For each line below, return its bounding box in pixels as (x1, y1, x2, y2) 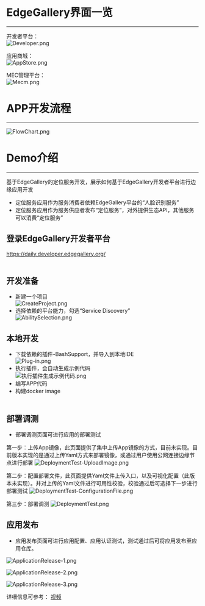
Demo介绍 (6, 151, 59, 165)
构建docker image (15, 388, 61, 395)
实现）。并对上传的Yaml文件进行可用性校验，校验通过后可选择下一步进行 (16, 480, 198, 487)
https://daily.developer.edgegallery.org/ (6, 250, 106, 257)
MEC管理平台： (6, 71, 46, 79)
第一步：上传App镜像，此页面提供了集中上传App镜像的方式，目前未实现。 (6, 444, 193, 451)
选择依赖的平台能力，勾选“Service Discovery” (15, 307, 131, 315)
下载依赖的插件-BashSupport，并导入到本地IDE (15, 351, 134, 358)
